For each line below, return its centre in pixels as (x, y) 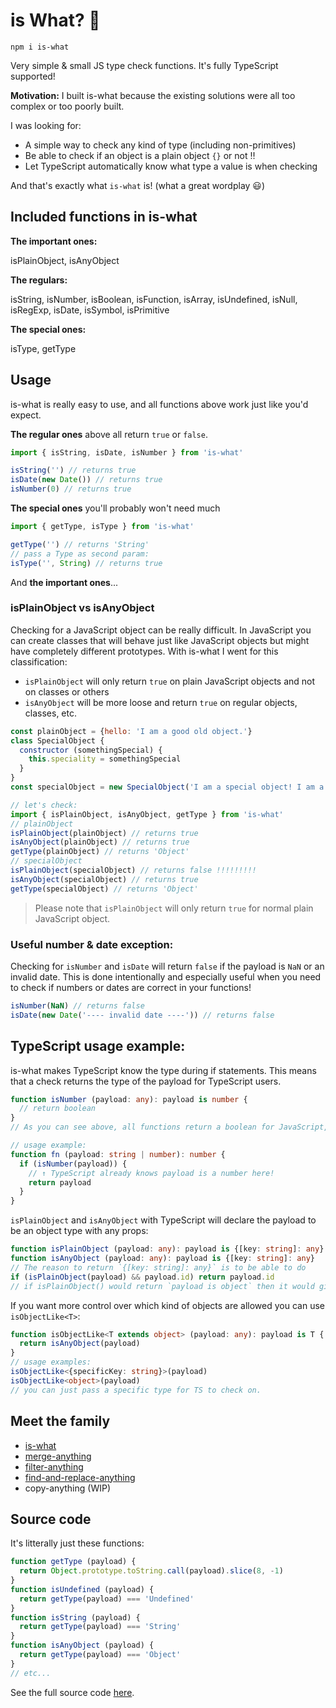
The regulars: (39, 280)
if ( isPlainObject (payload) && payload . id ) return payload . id (142, 1277)
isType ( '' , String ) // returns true (86, 563)
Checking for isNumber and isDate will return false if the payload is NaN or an (167, 966)
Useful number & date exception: (92, 944)
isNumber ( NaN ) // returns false (77, 1006)
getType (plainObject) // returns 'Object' (100, 852)
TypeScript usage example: (98, 1046)
